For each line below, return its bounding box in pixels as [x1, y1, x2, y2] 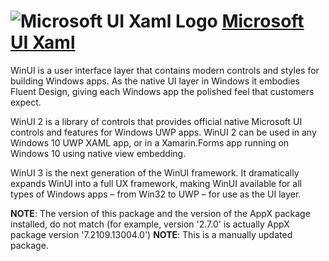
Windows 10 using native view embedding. [10, 147, 187, 159]
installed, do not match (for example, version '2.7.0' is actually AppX [10, 218, 290, 230]
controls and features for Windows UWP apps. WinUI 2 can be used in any [10, 126, 317, 138]
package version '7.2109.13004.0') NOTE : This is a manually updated [10, 228, 293, 240]
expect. [10, 96, 42, 108]
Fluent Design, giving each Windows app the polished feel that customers [10, 85, 315, 97]
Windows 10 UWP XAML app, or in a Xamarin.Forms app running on [10, 136, 290, 149]
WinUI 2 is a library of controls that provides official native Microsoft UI [10, 115, 303, 127]
